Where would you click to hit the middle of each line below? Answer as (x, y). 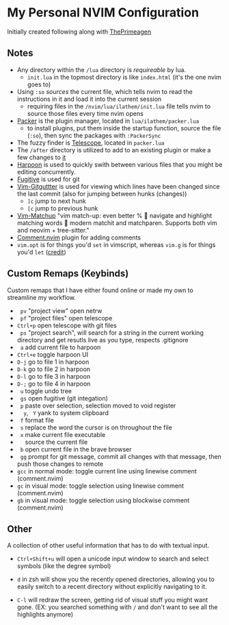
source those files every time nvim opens (85, 113)
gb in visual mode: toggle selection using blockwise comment (103, 500)
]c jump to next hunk (57, 201)
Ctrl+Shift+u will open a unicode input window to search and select (113, 559)
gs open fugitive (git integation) (64, 398)
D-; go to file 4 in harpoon (54, 384)
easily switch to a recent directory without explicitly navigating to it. (112, 587)
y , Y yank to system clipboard (66, 412)
